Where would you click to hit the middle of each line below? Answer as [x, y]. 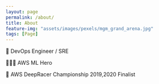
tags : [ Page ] [22, 34]
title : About [22, 23]
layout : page [22, 12]
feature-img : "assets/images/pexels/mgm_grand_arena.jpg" [79, 28]
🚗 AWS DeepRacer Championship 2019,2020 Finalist [70, 74]
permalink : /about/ [30, 17]
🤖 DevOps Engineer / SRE [37, 51]
